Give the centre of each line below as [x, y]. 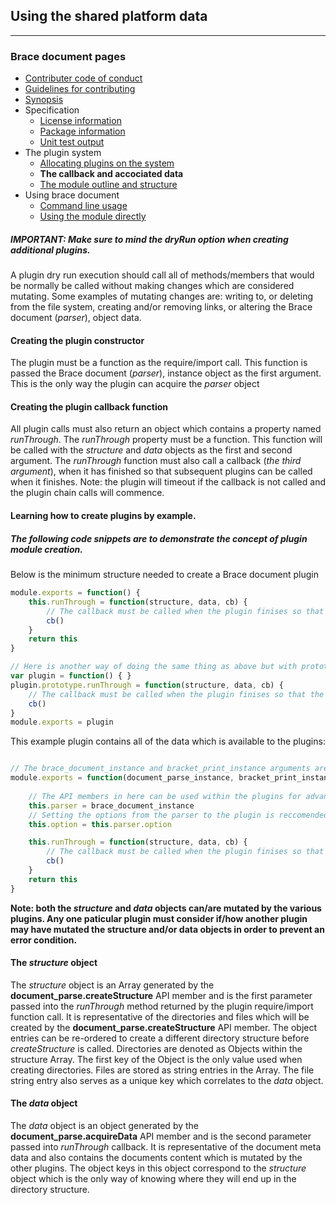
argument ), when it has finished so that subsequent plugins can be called [161, 471]
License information [80, 121]
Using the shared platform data [109, 16]
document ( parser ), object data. [76, 318]
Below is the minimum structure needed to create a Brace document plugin [164, 575]
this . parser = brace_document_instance [111, 805]
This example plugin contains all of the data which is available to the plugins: [168, 741]
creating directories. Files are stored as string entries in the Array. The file [162, 1070]
